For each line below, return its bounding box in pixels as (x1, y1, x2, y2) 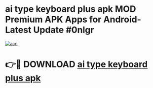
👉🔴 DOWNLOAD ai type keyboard (5, 59, 148, 70)
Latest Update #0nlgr (5, 25, 94, 35)
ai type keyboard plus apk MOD (5, 3, 136, 15)
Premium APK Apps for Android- (5, 14, 142, 25)
